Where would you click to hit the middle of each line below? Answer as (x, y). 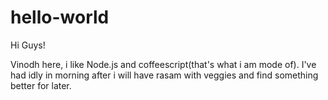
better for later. (41, 85)
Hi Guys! (28, 45)
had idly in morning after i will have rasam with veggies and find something (164, 75)
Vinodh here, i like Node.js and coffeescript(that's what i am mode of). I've (163, 64)
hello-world (60, 17)
